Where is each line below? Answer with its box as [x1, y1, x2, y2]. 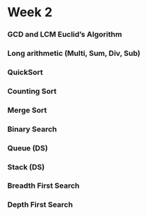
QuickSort [7, 67, 44, 77]
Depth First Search [7, 200, 73, 210]
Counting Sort [7, 86, 57, 96]
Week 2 [7, 4, 53, 20]
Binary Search [7, 124, 57, 134]
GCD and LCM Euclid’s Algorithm [7, 30, 122, 40]
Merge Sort [7, 105, 47, 115]
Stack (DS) [7, 162, 45, 172]
